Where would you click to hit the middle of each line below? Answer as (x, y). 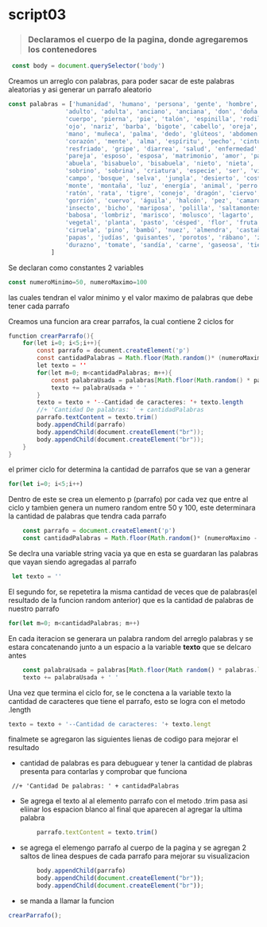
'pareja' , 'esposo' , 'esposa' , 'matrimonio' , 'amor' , (156, 156)
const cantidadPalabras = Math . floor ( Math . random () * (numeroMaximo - (140, 538)
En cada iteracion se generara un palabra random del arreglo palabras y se (131, 638)
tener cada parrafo (39, 306)
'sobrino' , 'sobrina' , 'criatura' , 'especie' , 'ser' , (156, 171)
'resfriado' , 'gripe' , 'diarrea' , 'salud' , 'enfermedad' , (163, 149)
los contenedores (62, 49)
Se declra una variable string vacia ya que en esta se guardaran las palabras (133, 553)
